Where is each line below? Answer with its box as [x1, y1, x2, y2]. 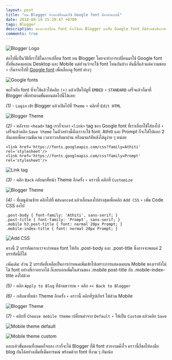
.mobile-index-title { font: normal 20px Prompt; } [6, 226, 118, 231]
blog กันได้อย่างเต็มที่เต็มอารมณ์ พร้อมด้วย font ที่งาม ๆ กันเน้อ [6, 349, 113, 355]
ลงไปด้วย [15, 273, 30, 278]
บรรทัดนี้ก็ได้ [6, 251, 27, 257]
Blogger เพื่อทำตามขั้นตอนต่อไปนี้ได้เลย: [6, 92, 76, 99]
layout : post [6, 7, 34, 13]
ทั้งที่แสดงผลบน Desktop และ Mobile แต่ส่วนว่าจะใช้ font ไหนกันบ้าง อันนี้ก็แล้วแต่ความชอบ [6, 61, 166, 67]
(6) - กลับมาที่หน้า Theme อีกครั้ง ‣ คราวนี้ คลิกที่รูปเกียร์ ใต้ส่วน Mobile [6, 293, 133, 299]
